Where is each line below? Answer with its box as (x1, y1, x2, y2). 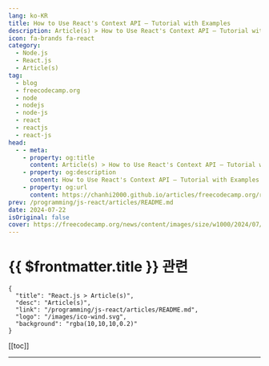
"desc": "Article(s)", (15, 299, 91, 307)
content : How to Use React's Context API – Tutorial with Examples (29, 176, 260, 185)
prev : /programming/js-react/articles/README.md (8, 198, 174, 206)
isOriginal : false (8, 213, 70, 222)
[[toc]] (8, 341, 30, 351)
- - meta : (15, 146, 48, 154)
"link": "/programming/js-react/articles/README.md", (15, 306, 199, 314)
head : (8, 138, 26, 147)
